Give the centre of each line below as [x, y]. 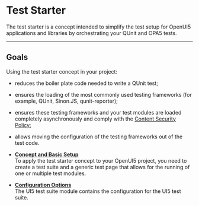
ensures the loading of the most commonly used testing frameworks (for [103, 94]
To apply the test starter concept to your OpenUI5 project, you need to [101, 160]
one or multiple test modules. [50, 173]
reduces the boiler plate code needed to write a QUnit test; [86, 83]
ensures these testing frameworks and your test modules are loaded [98, 112]
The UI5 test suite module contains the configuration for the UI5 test [98, 191]
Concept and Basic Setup [46, 154]
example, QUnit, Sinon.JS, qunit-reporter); [66, 101]
